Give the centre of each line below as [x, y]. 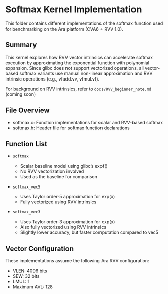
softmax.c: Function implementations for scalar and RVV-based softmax [88, 122]
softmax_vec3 [26, 212]
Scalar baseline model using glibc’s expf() [64, 166]
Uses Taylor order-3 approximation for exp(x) [68, 222]
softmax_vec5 [26, 187]
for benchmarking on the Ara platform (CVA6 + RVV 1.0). [64, 29]
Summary [21, 45]
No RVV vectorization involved [52, 171]
